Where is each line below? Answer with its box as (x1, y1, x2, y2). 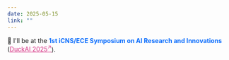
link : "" (7, 17, 33, 24)
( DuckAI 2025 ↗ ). (7, 44, 56, 54)
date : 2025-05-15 (7, 10, 59, 18)
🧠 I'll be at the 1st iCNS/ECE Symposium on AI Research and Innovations (7, 36, 223, 44)
